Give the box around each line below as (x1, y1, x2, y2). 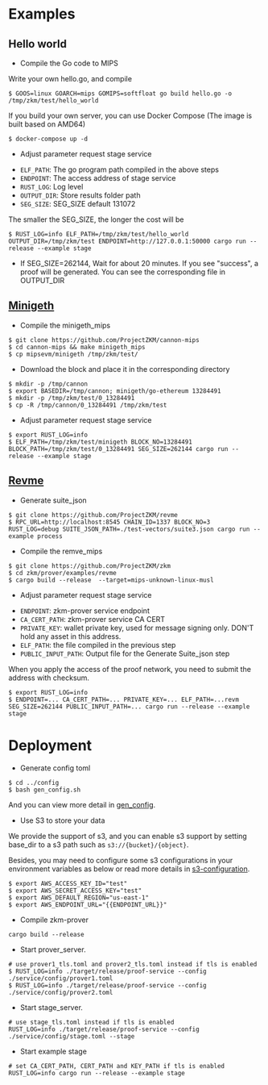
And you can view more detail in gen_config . (8, 799, 156, 809)
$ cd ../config (8, 778, 60, 787)
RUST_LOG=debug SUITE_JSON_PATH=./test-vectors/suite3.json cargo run (8, 525, 250, 533)
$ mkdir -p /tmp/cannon (8, 380, 89, 388)
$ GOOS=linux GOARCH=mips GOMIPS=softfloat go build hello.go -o (8, 90, 232, 98)
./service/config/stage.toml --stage (8, 1032, 135, 1041)
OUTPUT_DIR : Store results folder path (19, 190, 141, 200)
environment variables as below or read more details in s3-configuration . (8, 864, 250, 874)
